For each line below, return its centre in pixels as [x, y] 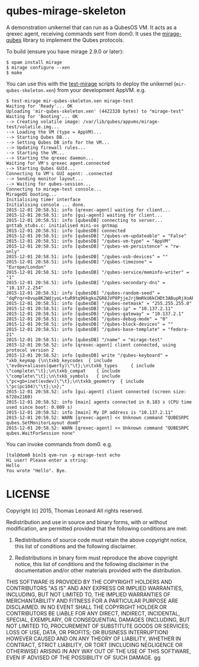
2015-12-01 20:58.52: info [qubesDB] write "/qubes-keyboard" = [87, 355]
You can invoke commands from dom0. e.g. [59, 444]
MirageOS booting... [32, 194]
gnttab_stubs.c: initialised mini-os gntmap [62, 225]
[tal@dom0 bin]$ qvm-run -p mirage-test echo [63, 455]
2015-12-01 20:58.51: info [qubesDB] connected [66, 231]
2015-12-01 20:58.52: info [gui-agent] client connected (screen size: [96, 392]
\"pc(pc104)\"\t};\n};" [36, 386]
